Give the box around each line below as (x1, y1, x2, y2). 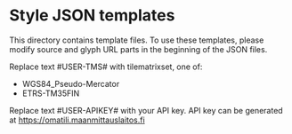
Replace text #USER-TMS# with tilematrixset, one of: (9, 61, 203, 72)
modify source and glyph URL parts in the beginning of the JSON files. (9, 43, 268, 54)
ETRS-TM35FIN (21, 88, 80, 99)
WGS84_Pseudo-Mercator (21, 78, 120, 89)
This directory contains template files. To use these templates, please (9, 35, 264, 45)
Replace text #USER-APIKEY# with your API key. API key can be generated (9, 105, 283, 115)
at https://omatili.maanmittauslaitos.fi (9, 114, 145, 125)
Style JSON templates (9, 5, 175, 26)
